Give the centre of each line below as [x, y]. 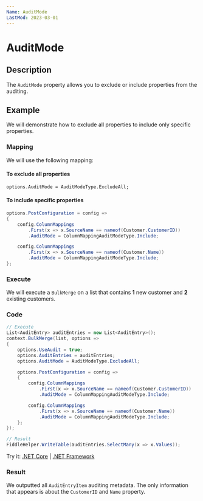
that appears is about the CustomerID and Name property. [76, 492]
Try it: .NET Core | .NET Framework [50, 457]
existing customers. [31, 299]
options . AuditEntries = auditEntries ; [66, 355]
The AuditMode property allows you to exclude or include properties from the [102, 84]
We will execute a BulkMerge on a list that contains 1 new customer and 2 [97, 293]
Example [23, 110]
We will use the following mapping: [50, 160]
